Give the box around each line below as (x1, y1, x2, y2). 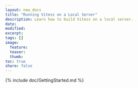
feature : (10, 45, 28, 50)
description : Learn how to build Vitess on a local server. (5, 17, 134, 22)
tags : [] (5, 36, 24, 41)
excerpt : (5, 31, 24, 36)
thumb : (10, 54, 24, 59)
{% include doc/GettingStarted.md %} (5, 77, 84, 83)
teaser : (10, 49, 26, 54)
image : (5, 40, 19, 45)
